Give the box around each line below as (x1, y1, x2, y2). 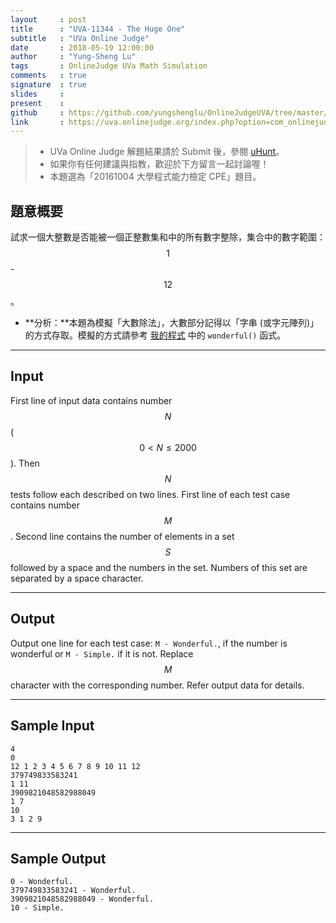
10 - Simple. (10, 903, 65, 913)
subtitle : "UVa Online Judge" (10, 33, 150, 43)
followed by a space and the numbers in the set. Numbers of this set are (10, 561, 308, 573)
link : (10, 117, 65, 127)
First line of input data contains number (10, 394, 173, 406)
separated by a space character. (10, 572, 144, 584)
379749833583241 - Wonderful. (10, 886, 137, 896)
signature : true (10, 80, 87, 90)
